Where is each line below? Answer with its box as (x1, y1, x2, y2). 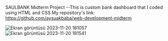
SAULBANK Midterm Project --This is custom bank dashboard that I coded (5, 5, 163, 10)
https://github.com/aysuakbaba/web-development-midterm (5, 15, 132, 21)
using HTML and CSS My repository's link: (5, 10, 95, 16)
